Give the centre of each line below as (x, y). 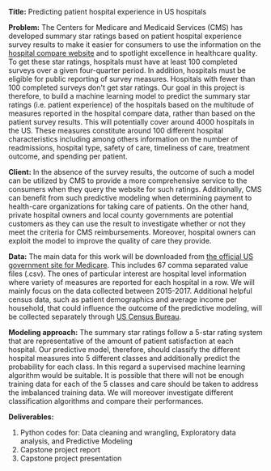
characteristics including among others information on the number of (123, 139)
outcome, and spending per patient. (68, 156)
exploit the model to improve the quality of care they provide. (110, 241)
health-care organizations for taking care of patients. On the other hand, (129, 206)
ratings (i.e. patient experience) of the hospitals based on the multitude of (131, 105)
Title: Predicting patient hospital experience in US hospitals (108, 12)
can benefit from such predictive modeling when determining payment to (130, 198)
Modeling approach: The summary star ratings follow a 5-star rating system (135, 332)
